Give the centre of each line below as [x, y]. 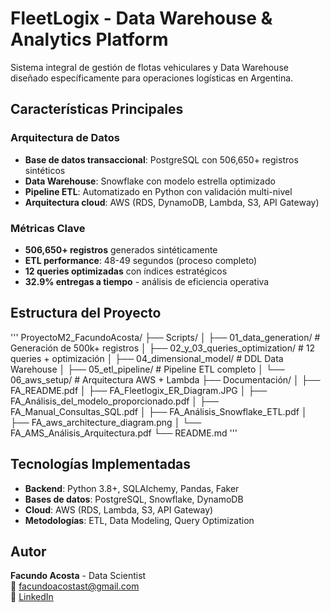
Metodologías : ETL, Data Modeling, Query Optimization [139, 520]
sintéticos [45, 170]
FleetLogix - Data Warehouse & [141, 18]
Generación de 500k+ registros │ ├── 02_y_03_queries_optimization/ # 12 [162, 348]
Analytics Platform [89, 39]
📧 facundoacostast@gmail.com [75, 586]
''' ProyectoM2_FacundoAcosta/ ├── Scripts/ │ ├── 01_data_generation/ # [165, 337]
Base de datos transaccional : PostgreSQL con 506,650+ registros [161, 159]
